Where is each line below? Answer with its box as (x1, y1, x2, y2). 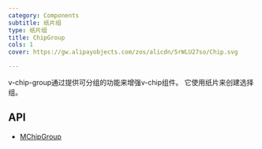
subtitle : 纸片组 (8, 19, 62, 27)
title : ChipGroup (8, 33, 65, 42)
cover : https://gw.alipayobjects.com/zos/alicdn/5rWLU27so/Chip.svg (8, 48, 238, 56)
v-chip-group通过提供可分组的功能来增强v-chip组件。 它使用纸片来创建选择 (8, 78, 254, 87)
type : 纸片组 (8, 26, 47, 34)
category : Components (8, 11, 80, 20)
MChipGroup (19, 132, 62, 141)
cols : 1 (8, 41, 34, 49)
